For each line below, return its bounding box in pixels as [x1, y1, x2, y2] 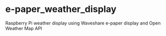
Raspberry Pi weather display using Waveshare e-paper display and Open [5, 20, 161, 26]
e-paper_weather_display [5, 3, 116, 15]
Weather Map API [5, 25, 42, 31]
